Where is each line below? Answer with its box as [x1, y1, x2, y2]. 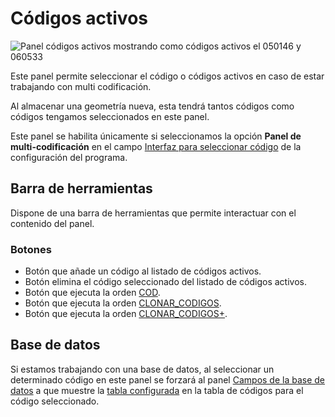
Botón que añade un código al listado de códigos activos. [24, 265, 262, 277]
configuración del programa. [10, 151, 128, 163]
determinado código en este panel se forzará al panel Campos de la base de [10, 373, 326, 386]
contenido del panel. [10, 217, 95, 229]
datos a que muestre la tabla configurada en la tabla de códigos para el [10, 384, 304, 396]
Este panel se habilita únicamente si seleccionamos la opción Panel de [10, 130, 302, 142]
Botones [10, 242, 52, 256]
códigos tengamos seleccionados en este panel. [10, 110, 210, 122]
